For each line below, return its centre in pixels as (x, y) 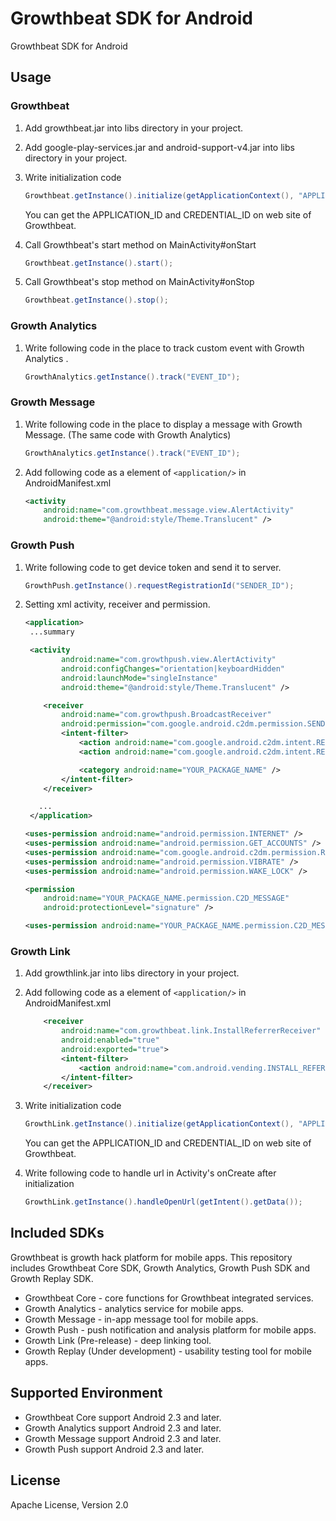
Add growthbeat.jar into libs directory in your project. (134, 128)
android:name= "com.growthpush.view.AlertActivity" (169, 660)
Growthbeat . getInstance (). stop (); (96, 300)
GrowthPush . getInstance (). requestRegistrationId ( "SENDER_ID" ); (159, 585)
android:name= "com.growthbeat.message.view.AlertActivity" (169, 510)
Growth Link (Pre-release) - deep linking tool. (118, 1340)
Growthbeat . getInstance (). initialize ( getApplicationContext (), (159, 195)
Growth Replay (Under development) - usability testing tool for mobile (168, 1351)
